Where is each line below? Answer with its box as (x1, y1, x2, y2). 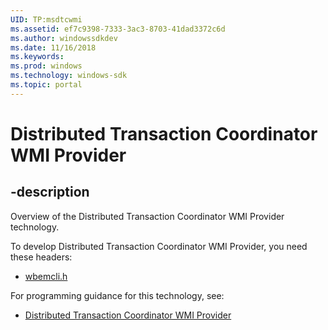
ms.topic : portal (10, 80, 83, 90)
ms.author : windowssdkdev (10, 33, 118, 43)
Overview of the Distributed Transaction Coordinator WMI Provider (10, 210, 285, 222)
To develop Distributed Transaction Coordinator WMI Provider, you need (10, 240, 308, 252)
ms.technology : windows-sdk (10, 71, 128, 81)
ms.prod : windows (10, 61, 83, 71)
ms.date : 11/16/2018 (10, 42, 97, 53)
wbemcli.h (24, 270, 68, 282)
